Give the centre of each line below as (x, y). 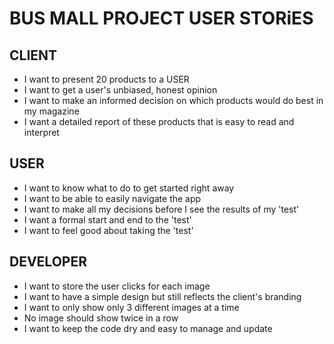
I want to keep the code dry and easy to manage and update (148, 328)
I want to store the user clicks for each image (117, 286)
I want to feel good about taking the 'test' (108, 230)
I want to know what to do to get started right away (129, 188)
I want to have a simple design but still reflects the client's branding (162, 296)
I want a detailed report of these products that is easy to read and (159, 121)
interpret (41, 132)
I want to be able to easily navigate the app (112, 198)
